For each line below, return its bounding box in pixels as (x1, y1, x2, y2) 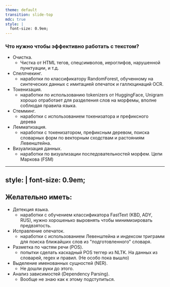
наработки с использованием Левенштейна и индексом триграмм (20, 233, 165, 239)
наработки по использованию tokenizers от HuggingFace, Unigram (20, 92, 163, 98)
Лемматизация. (12, 124, 47, 130)
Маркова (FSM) (20, 156, 54, 162)
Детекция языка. (12, 206, 50, 212)
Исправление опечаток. (12, 228, 65, 234)
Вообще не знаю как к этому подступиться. (20, 276, 115, 282)
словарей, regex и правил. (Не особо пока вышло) (20, 255, 130, 261)
